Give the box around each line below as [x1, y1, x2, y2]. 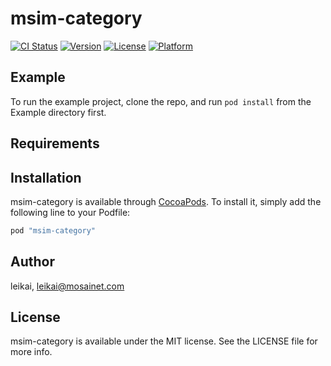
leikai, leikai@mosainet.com [10, 280, 125, 292]
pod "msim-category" [10, 225, 97, 236]
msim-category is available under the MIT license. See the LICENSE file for [10, 335, 318, 347]
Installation [10, 169, 82, 186]
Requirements [10, 135, 100, 152]
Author [10, 253, 55, 271]
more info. [10, 346, 53, 358]
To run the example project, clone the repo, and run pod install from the [10, 95, 312, 107]
